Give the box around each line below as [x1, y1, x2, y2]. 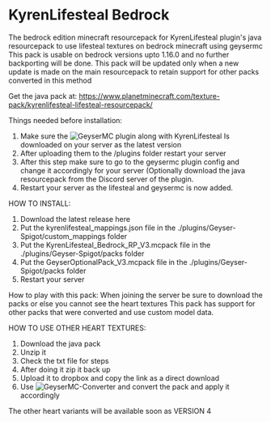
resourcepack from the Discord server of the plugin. [19, 174, 194, 184]
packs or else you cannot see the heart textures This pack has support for [8, 298, 256, 309]
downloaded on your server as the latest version [19, 139, 182, 149]
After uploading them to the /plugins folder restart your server [19, 148, 227, 158]
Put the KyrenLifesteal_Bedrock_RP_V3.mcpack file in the [19, 240, 211, 249]
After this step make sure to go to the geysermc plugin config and [19, 156, 240, 167]
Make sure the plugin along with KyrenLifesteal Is [19, 131, 231, 141]
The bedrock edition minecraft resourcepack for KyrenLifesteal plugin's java [8, 32, 262, 42]
